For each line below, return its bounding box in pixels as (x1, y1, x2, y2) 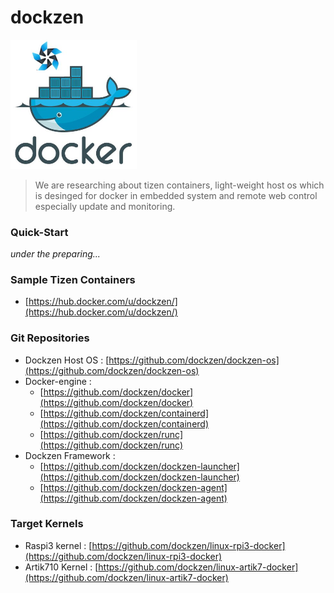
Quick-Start (10, 225, 69, 239)
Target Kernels (10, 517, 84, 531)
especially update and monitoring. (34, 200, 176, 212)
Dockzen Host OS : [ (24, 354, 110, 366)
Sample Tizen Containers (10, 272, 136, 286)
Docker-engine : (24, 375, 92, 387)
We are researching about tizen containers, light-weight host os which (34, 179, 325, 191)
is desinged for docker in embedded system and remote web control (34, 189, 318, 201)
